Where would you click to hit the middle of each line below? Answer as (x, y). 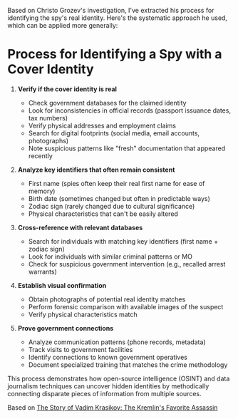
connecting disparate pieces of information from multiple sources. (104, 393)
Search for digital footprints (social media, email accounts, (114, 133)
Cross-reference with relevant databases (80, 227)
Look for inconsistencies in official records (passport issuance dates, (130, 110)
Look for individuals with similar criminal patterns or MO (110, 257)
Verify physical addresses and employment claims (102, 125)
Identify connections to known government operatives (108, 357)
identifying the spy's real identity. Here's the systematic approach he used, (118, 18)
